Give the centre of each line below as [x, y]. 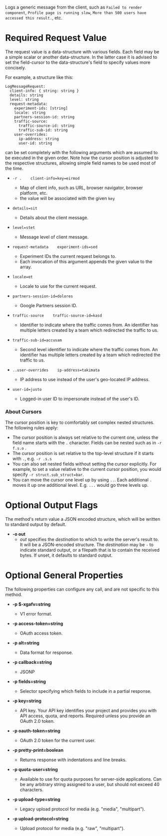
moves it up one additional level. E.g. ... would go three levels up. [80, 485]
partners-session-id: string [44, 117]
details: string [26, 95]
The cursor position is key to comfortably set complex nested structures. [80, 422]
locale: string [30, 112]
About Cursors [23, 412]
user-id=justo [27, 389]
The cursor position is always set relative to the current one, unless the [85, 437]
